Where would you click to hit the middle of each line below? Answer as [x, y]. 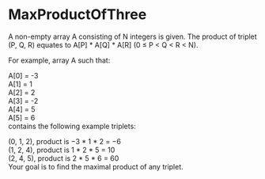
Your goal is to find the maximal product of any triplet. [96, 166]
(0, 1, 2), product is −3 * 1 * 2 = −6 [64, 141]
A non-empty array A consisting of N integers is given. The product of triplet [132, 36]
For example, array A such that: [59, 60]
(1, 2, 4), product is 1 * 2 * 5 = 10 [62, 150]
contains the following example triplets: [72, 126]
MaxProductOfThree [78, 15]
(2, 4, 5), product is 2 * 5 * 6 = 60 [64, 158]
